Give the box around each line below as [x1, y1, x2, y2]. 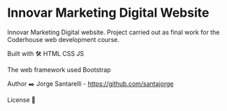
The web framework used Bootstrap [7, 65, 111, 74]
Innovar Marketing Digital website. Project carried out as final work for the [7, 28, 220, 36]
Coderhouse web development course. [7, 35, 120, 43]
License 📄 [7, 96, 36, 104]
